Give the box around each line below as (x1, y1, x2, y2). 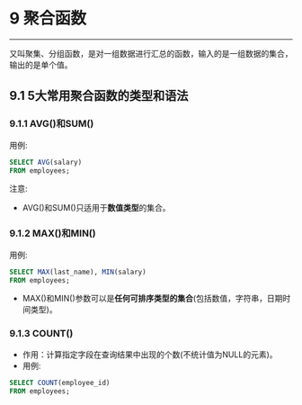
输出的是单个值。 (9, 59, 73, 70)
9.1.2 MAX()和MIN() (9, 227, 96, 239)
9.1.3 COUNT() (9, 328, 74, 340)
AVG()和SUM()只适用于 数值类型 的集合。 (22, 202, 171, 213)
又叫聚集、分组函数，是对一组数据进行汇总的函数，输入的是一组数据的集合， (9, 48, 293, 58)
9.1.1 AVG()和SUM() (9, 118, 94, 130)
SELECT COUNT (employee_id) (9, 378, 111, 387)
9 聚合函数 (9, 8, 87, 29)
